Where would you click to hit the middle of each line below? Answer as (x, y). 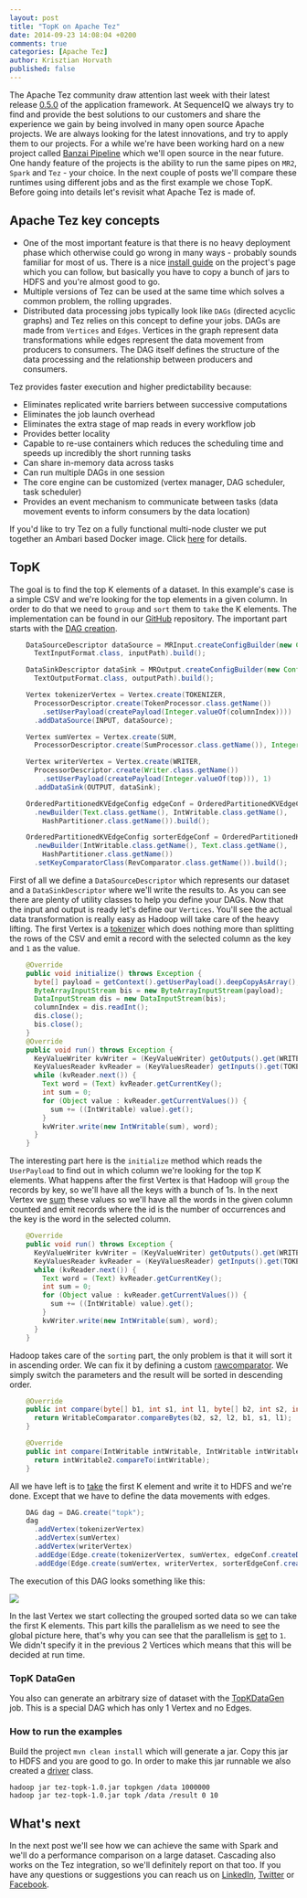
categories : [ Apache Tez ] (58, 52)
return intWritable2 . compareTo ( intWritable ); (122, 1460)
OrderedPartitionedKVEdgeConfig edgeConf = (110, 804)
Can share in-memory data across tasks (98, 462)
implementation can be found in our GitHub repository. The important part (148, 619)
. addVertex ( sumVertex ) (77, 1538)
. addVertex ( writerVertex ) (83, 1546)
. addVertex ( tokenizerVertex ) (89, 1530)
